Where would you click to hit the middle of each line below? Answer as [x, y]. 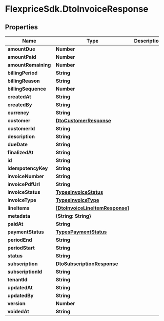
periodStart [21, 248]
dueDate [18, 144]
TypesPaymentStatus [81, 232]
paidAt [15, 224]
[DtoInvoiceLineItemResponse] [92, 208]
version [17, 303]
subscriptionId [25, 272]
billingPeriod [23, 73]
